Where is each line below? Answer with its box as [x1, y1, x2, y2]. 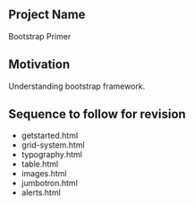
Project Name [8, 7, 86, 22]
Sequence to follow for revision [8, 107, 187, 122]
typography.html [21, 149, 82, 160]
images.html [21, 168, 67, 179]
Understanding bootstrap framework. [8, 81, 146, 91]
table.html [21, 158, 59, 169]
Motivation [8, 57, 71, 73]
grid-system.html [21, 140, 86, 150]
